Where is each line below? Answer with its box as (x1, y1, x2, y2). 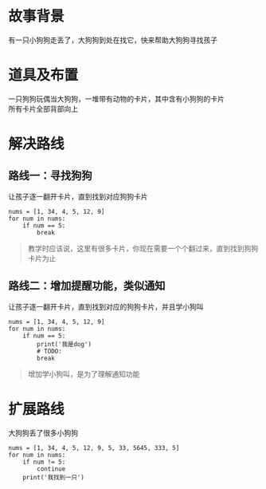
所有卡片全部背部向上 (8, 104, 78, 113)
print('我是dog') (37, 340, 92, 348)
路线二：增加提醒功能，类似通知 (8, 279, 166, 293)
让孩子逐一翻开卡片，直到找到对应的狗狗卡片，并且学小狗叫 (8, 302, 204, 311)
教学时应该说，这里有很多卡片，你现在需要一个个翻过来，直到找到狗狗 (27, 243, 259, 253)
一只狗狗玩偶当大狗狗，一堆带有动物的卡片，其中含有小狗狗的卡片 (8, 93, 225, 104)
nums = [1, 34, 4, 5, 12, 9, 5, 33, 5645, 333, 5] (8, 444, 180, 452)
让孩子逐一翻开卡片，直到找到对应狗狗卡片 (8, 191, 148, 201)
